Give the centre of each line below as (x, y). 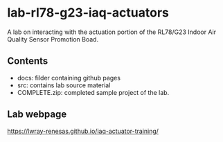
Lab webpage (37, 115)
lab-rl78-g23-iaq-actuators (88, 13)
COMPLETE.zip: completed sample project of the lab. (93, 92)
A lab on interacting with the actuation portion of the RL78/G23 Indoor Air (112, 32)
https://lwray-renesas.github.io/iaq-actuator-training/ (83, 131)
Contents (28, 61)
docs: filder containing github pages (69, 78)
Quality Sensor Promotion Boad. (53, 39)
